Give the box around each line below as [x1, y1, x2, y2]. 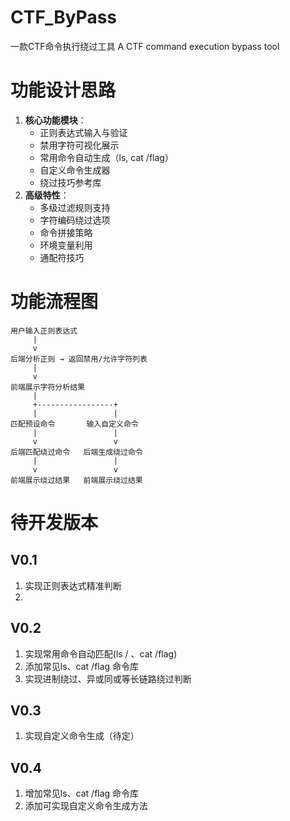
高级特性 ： [24, 189, 70, 201]
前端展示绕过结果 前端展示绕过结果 [10, 475, 143, 485]
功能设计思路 [10, 79, 117, 102]
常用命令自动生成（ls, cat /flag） [39, 151, 174, 163]
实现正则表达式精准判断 [24, 579, 122, 591]
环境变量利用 [39, 239, 93, 251]
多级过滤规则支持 [39, 201, 111, 213]
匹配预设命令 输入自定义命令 [10, 419, 139, 429]
